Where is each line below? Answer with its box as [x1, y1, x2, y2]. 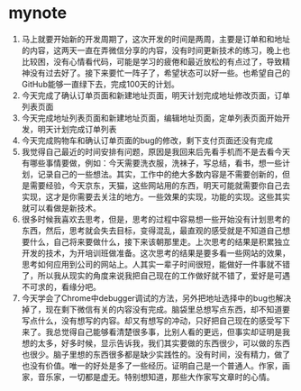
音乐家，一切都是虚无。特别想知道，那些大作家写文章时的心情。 [37, 371, 275, 382]
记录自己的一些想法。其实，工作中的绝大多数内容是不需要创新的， [37, 168, 283, 179]
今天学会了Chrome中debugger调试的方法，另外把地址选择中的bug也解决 [21, 292, 292, 304]
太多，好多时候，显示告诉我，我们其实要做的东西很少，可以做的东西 [37, 337, 290, 349]
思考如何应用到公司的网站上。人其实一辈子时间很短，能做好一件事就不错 [21, 259, 290, 269]
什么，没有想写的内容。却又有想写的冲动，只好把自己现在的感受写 [37, 314, 283, 326]
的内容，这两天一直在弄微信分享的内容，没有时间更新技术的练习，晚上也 [21, 44, 290, 56]
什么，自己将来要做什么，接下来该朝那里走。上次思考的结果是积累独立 [29, 236, 290, 247]
